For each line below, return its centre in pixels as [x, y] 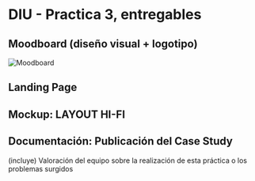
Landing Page [43, 87]
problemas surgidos [41, 168]
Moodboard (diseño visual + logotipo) [103, 44]
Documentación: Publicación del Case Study [121, 141]
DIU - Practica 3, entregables [105, 15]
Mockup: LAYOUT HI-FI [67, 114]
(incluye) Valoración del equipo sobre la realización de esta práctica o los [128, 160]
